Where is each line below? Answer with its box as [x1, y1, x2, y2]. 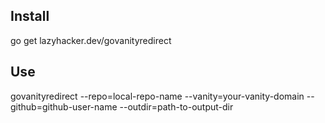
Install [10, 8, 50, 25]
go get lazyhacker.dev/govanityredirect [10, 34, 172, 46]
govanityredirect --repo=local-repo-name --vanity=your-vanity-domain [10, 90, 305, 102]
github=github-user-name [10, 100, 118, 113]
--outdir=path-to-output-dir [119, 100, 234, 113]
